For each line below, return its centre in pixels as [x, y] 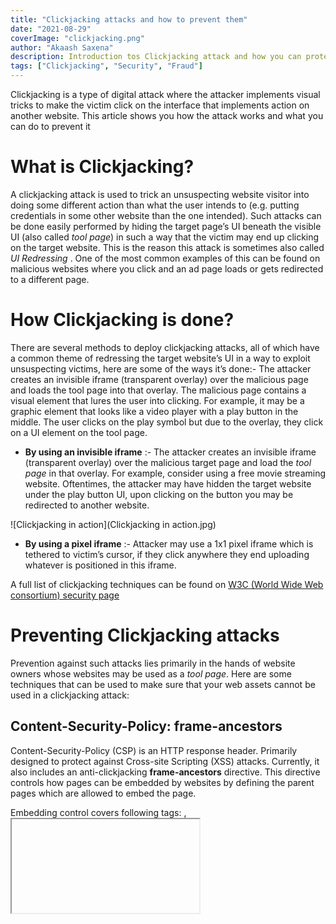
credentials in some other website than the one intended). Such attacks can [166, 215]
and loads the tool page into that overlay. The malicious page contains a [158, 390]
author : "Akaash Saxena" [62, 47]
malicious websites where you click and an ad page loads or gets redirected [167, 268]
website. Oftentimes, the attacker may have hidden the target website [168, 483]
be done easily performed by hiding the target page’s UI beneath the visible [166, 226]
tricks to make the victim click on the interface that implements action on [160, 105]
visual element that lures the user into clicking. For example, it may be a [157, 400]
